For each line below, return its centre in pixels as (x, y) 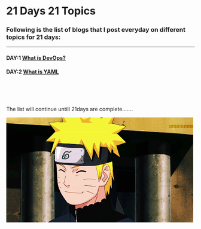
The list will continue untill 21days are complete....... (70, 109)
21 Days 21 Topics (51, 11)
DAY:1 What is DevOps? (36, 58)
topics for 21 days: (33, 37)
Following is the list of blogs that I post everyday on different (96, 30)
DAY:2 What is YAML (33, 71)
